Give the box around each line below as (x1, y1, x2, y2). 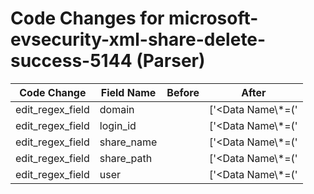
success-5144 (10, 50, 133, 72)
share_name (99, 135, 158, 149)
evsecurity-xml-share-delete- (10, 28, 267, 51)
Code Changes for (10, 7, 165, 30)
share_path (99, 151, 153, 165)
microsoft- (168, 7, 259, 30)
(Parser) (136, 50, 206, 72)
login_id (99, 118, 137, 132)
